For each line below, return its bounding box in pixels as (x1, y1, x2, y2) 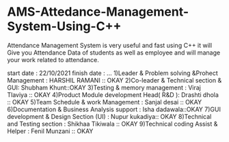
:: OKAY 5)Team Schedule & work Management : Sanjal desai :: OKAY (7, 98, 202, 106)
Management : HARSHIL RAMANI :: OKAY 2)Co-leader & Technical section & (7, 76, 222, 84)
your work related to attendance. (7, 55, 99, 63)
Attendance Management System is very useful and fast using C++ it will (7, 41, 213, 49)
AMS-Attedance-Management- (7, 4, 189, 20)
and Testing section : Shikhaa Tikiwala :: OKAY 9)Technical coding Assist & (7, 119, 218, 128)
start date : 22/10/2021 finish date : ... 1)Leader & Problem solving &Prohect (7, 69, 219, 77)
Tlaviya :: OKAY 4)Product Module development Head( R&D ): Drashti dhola (7, 90, 219, 99)
